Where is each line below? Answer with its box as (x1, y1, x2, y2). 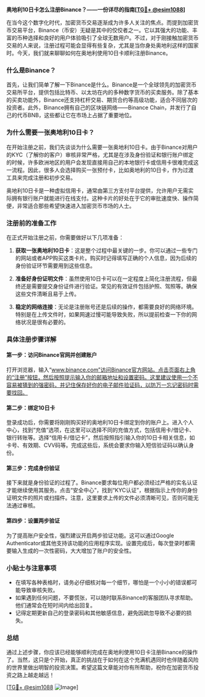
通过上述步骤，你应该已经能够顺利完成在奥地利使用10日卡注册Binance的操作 (6, 649, 198, 656)
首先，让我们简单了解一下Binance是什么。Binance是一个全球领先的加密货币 (6, 81, 197, 88)
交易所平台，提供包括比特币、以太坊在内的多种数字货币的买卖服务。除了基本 (6, 88, 199, 96)
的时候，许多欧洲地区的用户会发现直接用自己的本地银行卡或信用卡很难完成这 (6, 159, 199, 166)
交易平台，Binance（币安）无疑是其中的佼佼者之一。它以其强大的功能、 (11, 27, 193, 34)
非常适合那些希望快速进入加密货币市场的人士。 (16, 202, 135, 209)
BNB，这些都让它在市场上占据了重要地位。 (27, 112, 135, 119)
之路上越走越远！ (11, 671, 55, 679)
